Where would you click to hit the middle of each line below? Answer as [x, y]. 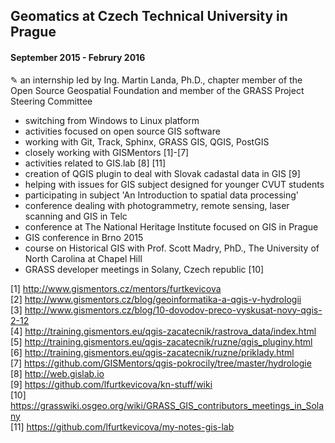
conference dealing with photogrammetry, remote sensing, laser [157, 205]
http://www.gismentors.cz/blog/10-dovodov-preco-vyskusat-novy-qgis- [173, 310]
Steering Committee [51, 101]
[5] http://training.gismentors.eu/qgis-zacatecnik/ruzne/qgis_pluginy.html [161, 341]
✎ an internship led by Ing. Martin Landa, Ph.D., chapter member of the [156, 80]
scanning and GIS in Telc [76, 216]
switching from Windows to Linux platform [112, 120]
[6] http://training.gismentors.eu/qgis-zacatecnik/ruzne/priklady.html [152, 352]
